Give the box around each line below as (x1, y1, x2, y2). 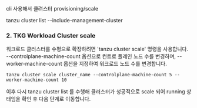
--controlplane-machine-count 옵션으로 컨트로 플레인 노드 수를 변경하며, (6, 53, 176, 60)
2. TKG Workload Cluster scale (6, 31, 96, 39)
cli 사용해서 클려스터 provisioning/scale (6, 5, 99, 12)
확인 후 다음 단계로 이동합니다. (21, 96, 91, 103)
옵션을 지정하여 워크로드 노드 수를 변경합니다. (63, 60, 168, 67)
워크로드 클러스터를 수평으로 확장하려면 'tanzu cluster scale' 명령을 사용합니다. (6, 46, 189, 53)
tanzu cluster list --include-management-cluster (6, 17, 123, 23)
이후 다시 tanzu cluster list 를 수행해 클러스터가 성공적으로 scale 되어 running (6, 88, 185, 95)
